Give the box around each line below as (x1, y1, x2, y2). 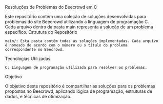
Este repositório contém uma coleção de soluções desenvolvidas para (5, 14, 146, 19)
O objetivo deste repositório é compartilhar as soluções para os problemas (5, 83, 155, 89)
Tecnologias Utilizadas (5, 56, 51, 62)
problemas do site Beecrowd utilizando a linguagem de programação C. (5, 19, 149, 24)
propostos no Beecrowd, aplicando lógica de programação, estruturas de (5, 88, 153, 94)
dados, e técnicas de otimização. (5, 94, 72, 99)
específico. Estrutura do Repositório (5, 29, 78, 35)
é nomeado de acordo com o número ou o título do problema (5, 43, 128, 48)
